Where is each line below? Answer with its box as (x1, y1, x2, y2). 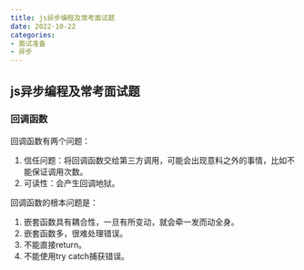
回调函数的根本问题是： (10, 197, 98, 208)
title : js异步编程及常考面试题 (10, 13, 116, 23)
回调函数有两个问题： (10, 135, 90, 146)
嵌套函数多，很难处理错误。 (23, 227, 128, 238)
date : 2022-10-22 (10, 22, 76, 31)
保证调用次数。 (31, 166, 88, 177)
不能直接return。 (23, 239, 87, 250)
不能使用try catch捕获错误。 (23, 250, 130, 261)
